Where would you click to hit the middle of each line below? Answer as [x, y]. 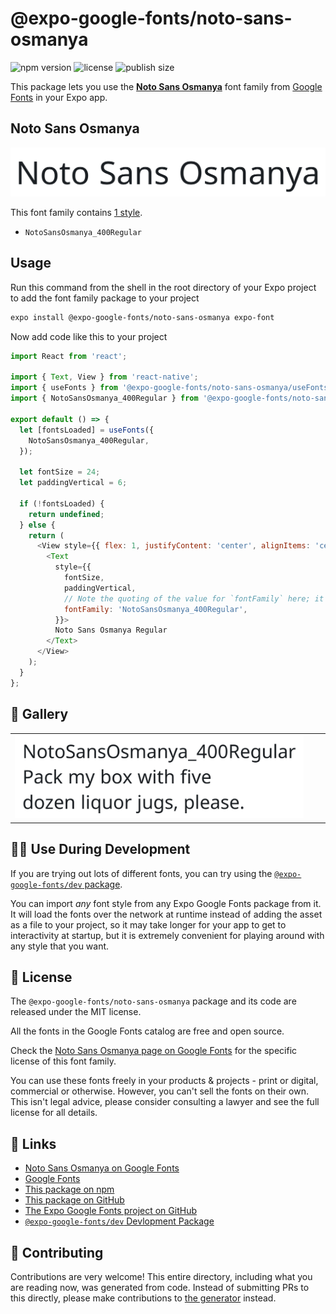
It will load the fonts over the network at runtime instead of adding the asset [166, 914]
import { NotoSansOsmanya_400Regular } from [104, 398]
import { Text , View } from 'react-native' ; [104, 377]
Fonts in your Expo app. [59, 97]
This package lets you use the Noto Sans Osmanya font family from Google [166, 86]
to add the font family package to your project [105, 298]
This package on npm [69, 1189]
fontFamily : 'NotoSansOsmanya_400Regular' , [155, 609]
